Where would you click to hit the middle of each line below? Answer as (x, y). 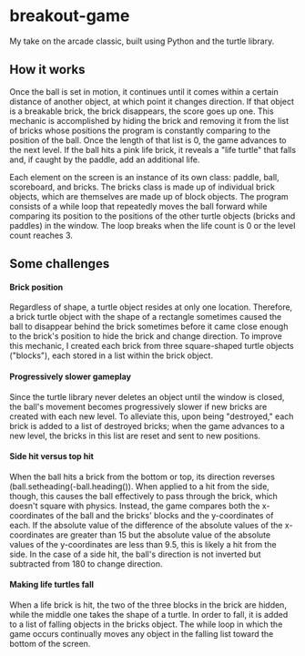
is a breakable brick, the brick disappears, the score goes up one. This (142, 111)
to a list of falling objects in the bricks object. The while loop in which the (146, 624)
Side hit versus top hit (51, 456)
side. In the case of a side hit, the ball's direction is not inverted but (135, 554)
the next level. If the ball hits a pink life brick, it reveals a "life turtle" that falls (153, 149)
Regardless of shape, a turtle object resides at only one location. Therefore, (151, 307)
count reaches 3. (41, 235)
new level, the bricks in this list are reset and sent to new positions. (135, 436)
